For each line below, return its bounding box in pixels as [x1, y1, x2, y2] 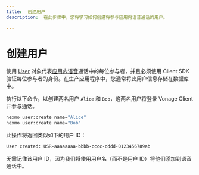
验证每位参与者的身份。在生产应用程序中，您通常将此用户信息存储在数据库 [6, 75, 189, 82]
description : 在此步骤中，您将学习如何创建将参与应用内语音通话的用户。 [6, 14, 168, 20]
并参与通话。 [6, 102, 38, 110]
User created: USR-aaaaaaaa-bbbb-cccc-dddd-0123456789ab [6, 143, 151, 149]
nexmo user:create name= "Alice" [6, 114, 86, 121]
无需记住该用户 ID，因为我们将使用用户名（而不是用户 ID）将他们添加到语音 [6, 155, 192, 162]
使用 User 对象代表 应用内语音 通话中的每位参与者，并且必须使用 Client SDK [6, 68, 189, 75]
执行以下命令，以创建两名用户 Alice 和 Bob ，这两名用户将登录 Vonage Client [6, 95, 194, 102]
